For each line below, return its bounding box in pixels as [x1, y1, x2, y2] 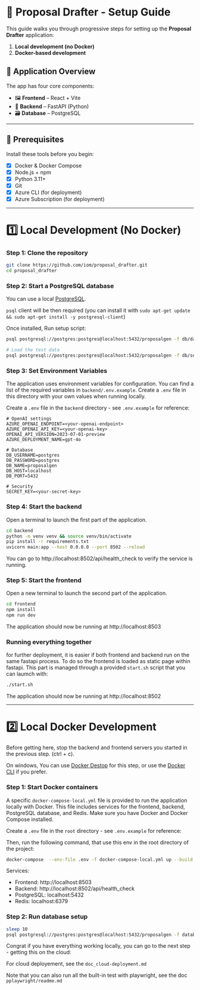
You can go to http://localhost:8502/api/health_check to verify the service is [6, 555, 193, 562]
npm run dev [6, 613, 36, 619]
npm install [6, 607, 36, 613]
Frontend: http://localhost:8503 [14, 879, 92, 886]
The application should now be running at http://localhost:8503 [6, 623, 161, 630]
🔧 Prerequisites [6, 135, 64, 145]
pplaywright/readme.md [6, 978, 62, 984]
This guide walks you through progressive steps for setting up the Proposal [6, 25, 192, 32]
